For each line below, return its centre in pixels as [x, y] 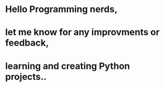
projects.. [26, 77]
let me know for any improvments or [82, 32]
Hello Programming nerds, [61, 9]
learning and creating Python [68, 66]
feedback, [27, 43]
